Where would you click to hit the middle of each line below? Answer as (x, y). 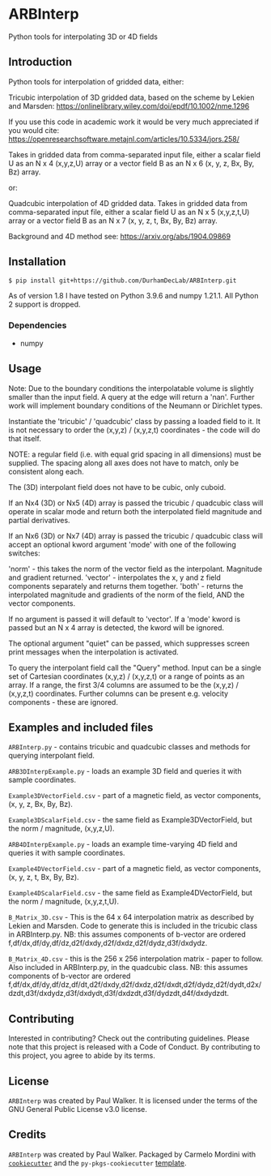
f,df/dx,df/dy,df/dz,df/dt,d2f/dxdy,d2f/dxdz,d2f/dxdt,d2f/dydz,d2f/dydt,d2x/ (135, 985)
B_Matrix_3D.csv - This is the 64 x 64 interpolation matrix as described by (131, 917)
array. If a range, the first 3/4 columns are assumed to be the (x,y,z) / (123, 685)
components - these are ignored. (64, 702)
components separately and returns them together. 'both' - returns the (126, 586)
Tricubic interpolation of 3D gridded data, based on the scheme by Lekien (131, 97)
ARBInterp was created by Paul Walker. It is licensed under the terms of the (133, 1101)
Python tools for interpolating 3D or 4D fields (83, 36)
